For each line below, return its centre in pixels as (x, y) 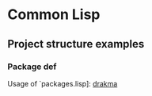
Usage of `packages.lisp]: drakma (63, 83)
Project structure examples (76, 44)
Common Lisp (54, 15)
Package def (32, 67)
